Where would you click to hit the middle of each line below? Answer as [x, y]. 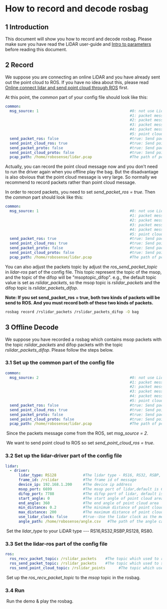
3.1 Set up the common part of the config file [60, 363]
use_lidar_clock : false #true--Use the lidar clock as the [87, 517]
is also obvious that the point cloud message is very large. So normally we [81, 177]
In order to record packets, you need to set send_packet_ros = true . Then [80, 192]
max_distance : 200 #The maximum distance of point [84, 512]
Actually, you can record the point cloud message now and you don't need [82, 166]
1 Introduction [27, 27]
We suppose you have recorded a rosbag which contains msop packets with [83, 339]
